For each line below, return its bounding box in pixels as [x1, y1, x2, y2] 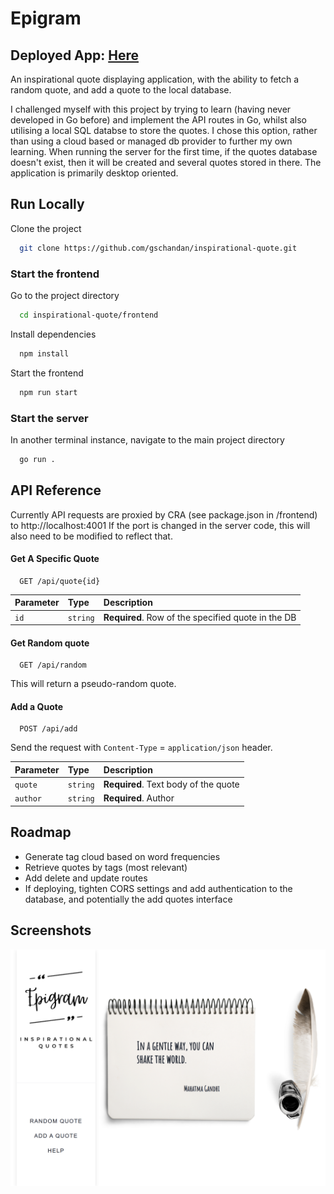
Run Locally [10, 196, 85, 213]
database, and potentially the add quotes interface [24, 893, 233, 905]
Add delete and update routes [24, 872, 148, 884]
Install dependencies [10, 328, 97, 340]
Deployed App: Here [10, 47, 139, 64]
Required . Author [103, 792, 175, 804]
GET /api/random [19, 660, 87, 671]
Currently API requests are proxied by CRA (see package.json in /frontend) [10, 508, 318, 521]
